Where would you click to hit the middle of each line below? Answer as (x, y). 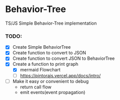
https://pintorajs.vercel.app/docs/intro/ (60, 75)
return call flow (36, 87)
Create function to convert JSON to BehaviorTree (64, 58)
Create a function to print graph (45, 64)
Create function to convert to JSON (49, 53)
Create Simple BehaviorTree (42, 47)
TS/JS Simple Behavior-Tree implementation (51, 23)
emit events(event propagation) (53, 92)
